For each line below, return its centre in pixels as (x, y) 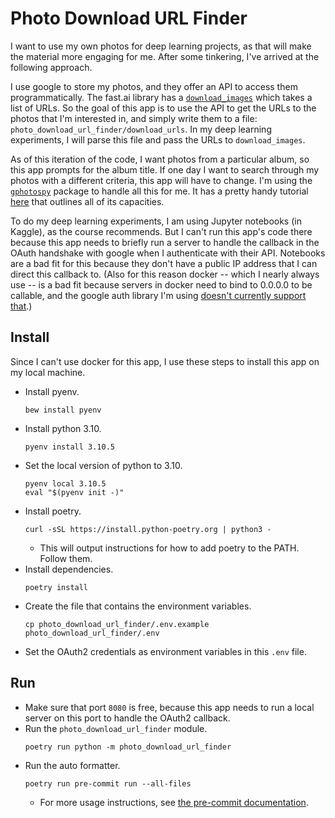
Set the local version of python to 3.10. (103, 465)
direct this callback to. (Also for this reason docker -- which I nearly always (165, 274)
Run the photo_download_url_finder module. (116, 728)
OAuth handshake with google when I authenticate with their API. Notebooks (168, 253)
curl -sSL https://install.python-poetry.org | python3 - (148, 529)
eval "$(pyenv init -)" (74, 492)
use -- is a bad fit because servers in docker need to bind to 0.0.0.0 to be (161, 284)
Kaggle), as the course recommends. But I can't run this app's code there (161, 231)
